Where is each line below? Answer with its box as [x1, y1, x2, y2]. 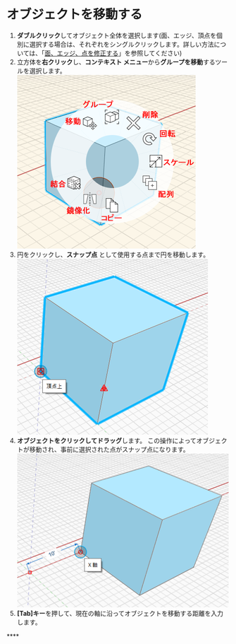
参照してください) [130, 49, 182, 57]
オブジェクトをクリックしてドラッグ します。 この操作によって [16, 436, 197, 445]
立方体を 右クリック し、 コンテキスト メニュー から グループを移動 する [16, 57, 216, 66]
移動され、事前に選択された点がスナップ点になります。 [29, 445, 190, 453]
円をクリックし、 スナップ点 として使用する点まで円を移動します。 [16, 250, 209, 259]
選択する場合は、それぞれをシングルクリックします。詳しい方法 [29, 40, 214, 48]
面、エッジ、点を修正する [44, 49, 119, 57]
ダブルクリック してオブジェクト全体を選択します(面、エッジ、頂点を [16, 31, 217, 40]
